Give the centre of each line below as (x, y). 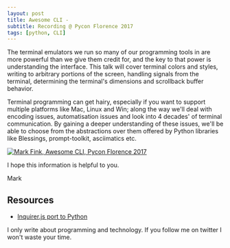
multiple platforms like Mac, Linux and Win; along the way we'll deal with (110, 109)
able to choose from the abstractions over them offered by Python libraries (113, 131)
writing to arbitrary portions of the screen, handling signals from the (103, 74)
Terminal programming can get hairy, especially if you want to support (106, 102)
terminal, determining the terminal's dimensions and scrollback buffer (105, 81)
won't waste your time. (39, 237)
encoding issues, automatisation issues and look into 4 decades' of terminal (115, 117)
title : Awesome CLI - (38, 20)
